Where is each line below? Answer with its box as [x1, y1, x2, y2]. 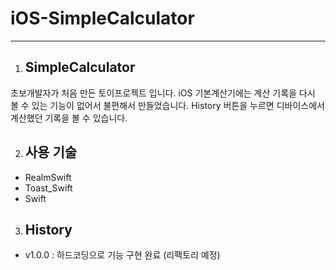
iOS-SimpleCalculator [10, 7, 195, 30]
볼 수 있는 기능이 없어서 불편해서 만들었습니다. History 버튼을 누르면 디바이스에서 [10, 99, 325, 111]
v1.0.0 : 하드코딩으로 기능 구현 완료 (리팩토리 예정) [24, 249, 221, 261]
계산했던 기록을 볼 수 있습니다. [10, 112, 128, 124]
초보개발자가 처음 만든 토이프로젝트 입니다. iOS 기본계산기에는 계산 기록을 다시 [10, 87, 316, 99]
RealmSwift [24, 171, 72, 183]
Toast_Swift [24, 182, 73, 194]
